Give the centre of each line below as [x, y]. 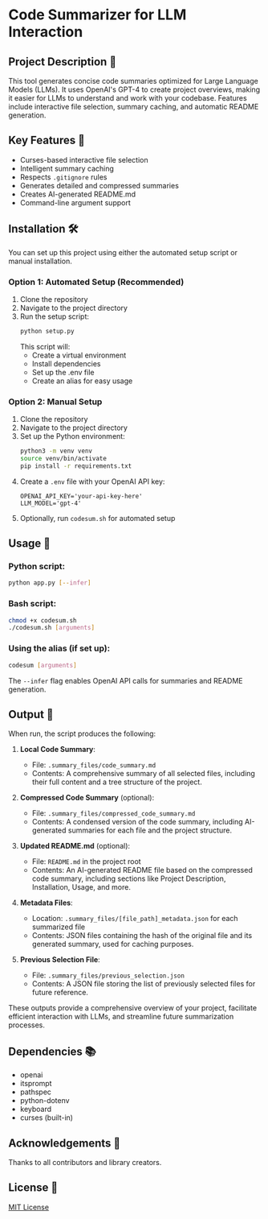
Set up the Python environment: [73, 436]
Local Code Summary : [58, 750]
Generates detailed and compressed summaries [99, 185]
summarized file [59, 927]
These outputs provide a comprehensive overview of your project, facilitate [133, 1008]
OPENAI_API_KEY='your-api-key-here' [81, 496]
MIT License [29, 1207]
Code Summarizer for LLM [97, 15]
